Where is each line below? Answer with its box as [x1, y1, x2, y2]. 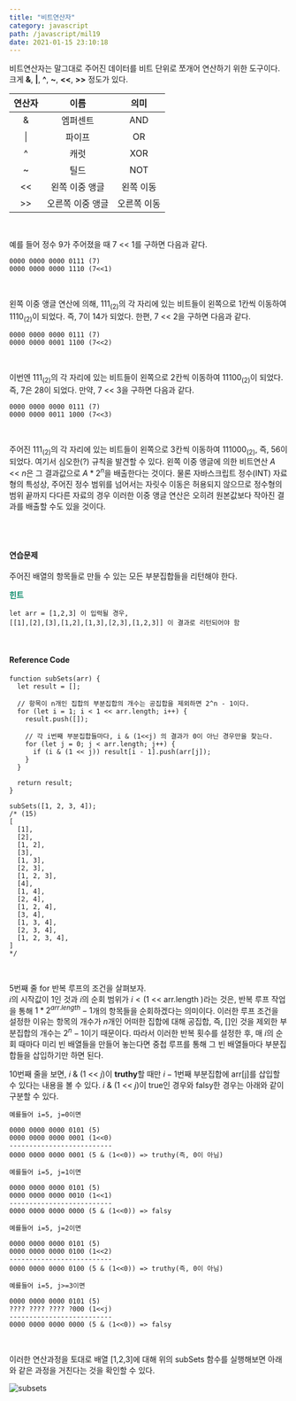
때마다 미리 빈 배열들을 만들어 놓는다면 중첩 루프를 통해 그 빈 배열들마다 [18, 1039, 263, 1049]
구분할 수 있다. [9, 1091, 59, 1101]
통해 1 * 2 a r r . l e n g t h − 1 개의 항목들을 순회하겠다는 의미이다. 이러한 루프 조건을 [18, 1003, 279, 1016]
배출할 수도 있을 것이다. [25, 502, 106, 512]
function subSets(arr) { [9, 674, 101, 683]
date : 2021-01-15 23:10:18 [9, 37, 109, 47]
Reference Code [9, 654, 71, 665]
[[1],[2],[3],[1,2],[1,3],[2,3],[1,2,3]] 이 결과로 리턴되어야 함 [9, 619, 240, 627]
